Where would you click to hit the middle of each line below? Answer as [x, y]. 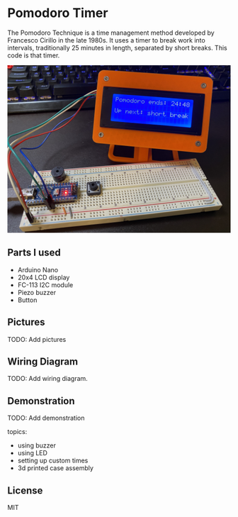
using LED [33, 453]
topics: [17, 432]
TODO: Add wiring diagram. [48, 379]
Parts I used [34, 253]
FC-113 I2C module [45, 284]
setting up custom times [53, 461]
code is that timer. [34, 55]
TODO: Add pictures [37, 339]
